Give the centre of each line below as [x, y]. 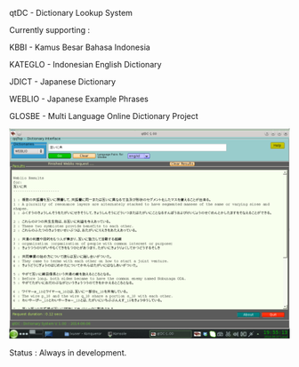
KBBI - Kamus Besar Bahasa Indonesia [80, 47]
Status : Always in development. [68, 353]
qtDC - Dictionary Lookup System [71, 13]
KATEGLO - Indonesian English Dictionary [85, 64]
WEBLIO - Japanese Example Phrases [79, 99]
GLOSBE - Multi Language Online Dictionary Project [104, 116]
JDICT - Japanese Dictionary [63, 82]
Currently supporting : [50, 30]
